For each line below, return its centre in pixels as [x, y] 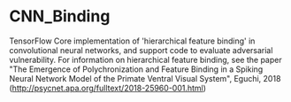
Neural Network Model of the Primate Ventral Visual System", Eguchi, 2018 [145, 78]
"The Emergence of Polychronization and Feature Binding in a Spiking [136, 69]
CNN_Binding [60, 16]
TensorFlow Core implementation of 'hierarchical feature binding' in [132, 41]
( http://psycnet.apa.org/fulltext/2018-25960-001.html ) [107, 88]
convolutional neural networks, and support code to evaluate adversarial [141, 50]
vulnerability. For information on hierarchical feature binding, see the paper [145, 59]
